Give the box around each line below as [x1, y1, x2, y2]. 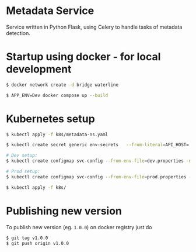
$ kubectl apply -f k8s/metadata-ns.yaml [6, 132, 108, 137]
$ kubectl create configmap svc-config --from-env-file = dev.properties [6, 158, 184, 164]
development [6, 63, 72, 76]
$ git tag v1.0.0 [6, 235, 48, 241]
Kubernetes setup [6, 112, 95, 125]
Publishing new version [6, 204, 123, 218]
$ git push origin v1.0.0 [6, 240, 69, 246]
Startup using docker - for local [6, 50, 161, 64]
